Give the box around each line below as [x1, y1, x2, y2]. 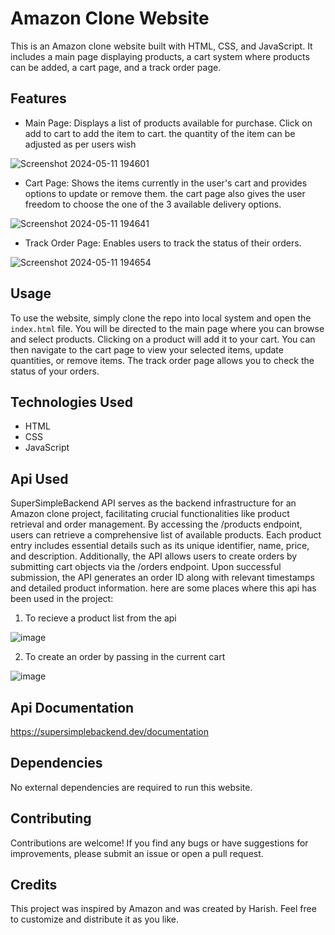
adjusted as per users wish [24, 138, 137, 150]
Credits [10, 877, 58, 894]
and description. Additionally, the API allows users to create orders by [10, 550, 298, 562]
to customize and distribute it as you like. [10, 913, 179, 926]
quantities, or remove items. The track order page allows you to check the [10, 354, 315, 366]
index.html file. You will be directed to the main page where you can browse [10, 322, 325, 334]
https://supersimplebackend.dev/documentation [10, 726, 210, 737]
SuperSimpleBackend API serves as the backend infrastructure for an [10, 497, 297, 509]
